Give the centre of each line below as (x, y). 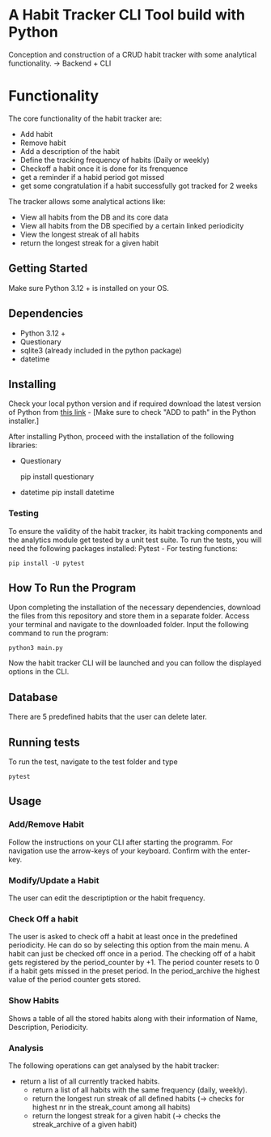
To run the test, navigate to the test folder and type (93, 762)
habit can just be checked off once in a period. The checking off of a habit (132, 954)
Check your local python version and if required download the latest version (135, 404)
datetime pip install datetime (67, 493)
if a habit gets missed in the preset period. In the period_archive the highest (134, 971)
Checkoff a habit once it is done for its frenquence (104, 169)
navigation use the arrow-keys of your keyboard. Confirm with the (119, 851)
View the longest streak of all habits (80, 234)
